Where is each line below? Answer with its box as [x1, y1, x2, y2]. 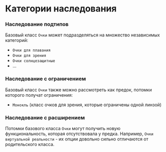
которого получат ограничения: [5, 92, 73, 98]
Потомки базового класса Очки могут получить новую [5, 126, 121, 132]
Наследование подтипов [5, 21, 69, 28]
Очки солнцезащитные [12, 58, 55, 64]
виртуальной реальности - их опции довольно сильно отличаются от [5, 136, 149, 142]
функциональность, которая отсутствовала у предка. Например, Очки [5, 131, 154, 137]
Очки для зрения [12, 53, 46, 58]
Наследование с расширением [5, 114, 85, 121]
